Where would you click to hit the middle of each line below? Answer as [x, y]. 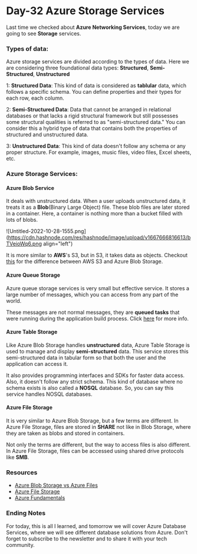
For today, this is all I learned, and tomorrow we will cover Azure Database [96, 526]
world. [14, 301]
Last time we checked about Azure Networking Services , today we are [93, 27]
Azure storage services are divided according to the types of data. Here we [98, 62]
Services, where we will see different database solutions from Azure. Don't [97, 532]
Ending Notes [26, 513]
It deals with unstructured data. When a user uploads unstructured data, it [96, 201]
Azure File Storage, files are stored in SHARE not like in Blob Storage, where [98, 427]
